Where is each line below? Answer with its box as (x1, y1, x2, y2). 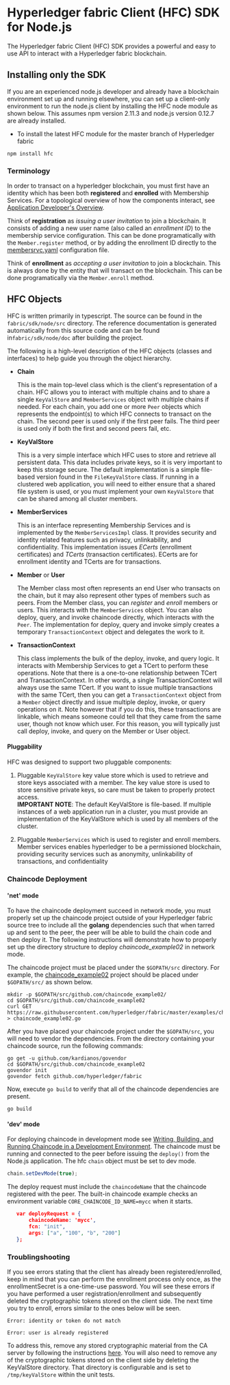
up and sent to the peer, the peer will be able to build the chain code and (7, 928, 212, 936)
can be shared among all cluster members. (16, 495, 138, 503)
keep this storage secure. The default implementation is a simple (16, 465, 200, 473)
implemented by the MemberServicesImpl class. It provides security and (16, 528, 217, 536)
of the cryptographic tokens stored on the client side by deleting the (7, 1356, 199, 1364)
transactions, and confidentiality (16, 858, 108, 866)
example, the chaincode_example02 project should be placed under (7, 971, 199, 979)
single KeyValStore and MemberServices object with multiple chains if (16, 395, 209, 403)
